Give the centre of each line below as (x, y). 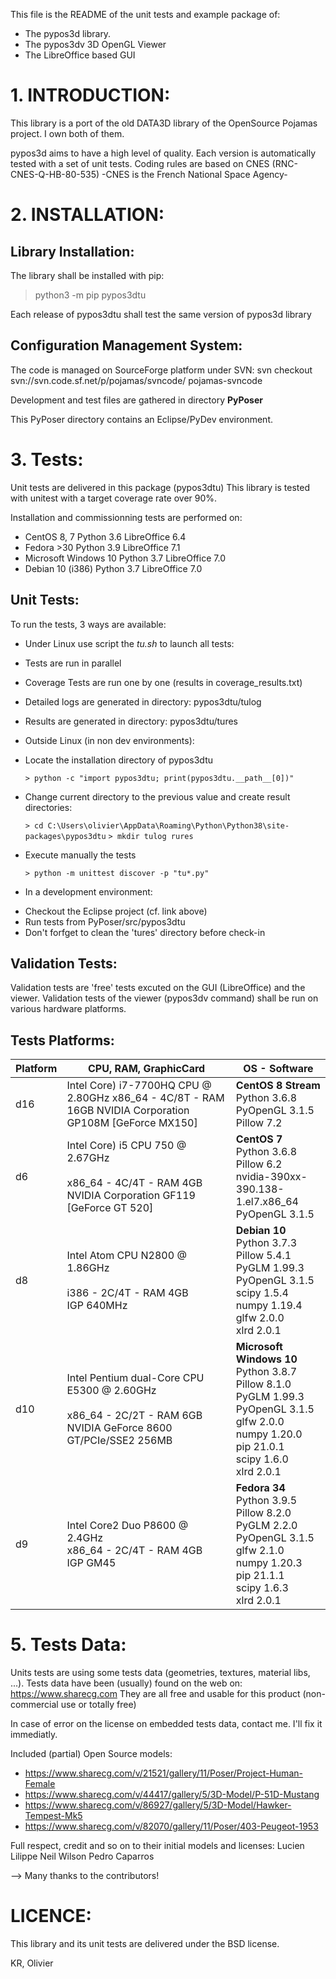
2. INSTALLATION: (87, 215)
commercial (34, 1705)
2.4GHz (85, 1538)
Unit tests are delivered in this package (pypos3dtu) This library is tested (160, 487)
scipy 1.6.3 (262, 1588)
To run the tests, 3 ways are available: (88, 624)
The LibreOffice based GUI (80, 55)
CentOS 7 (259, 1139)
